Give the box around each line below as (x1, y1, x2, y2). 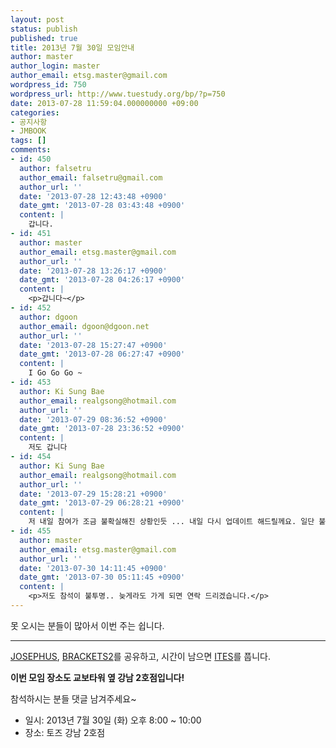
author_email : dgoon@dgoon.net (19, 321, 150, 331)
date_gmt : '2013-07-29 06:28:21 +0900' (19, 498, 186, 508)
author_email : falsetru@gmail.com (19, 172, 163, 183)
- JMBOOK (10, 126, 47, 136)
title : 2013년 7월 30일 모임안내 (10, 42, 135, 53)
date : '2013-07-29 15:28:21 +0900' (19, 489, 168, 499)
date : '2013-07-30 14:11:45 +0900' (19, 563, 168, 573)
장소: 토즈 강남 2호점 (24, 726, 106, 738)
